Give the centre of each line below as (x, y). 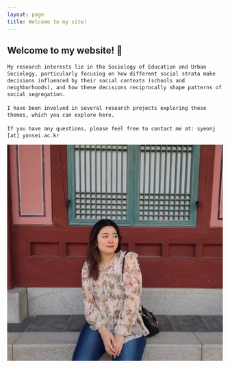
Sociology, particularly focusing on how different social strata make (111, 74)
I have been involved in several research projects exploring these (107, 108)
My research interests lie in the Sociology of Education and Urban (107, 67)
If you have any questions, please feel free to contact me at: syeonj (111, 129)
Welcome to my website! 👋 (65, 50)
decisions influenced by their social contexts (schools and (96, 81)
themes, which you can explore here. (61, 115)
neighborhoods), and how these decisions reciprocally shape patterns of (115, 88)
